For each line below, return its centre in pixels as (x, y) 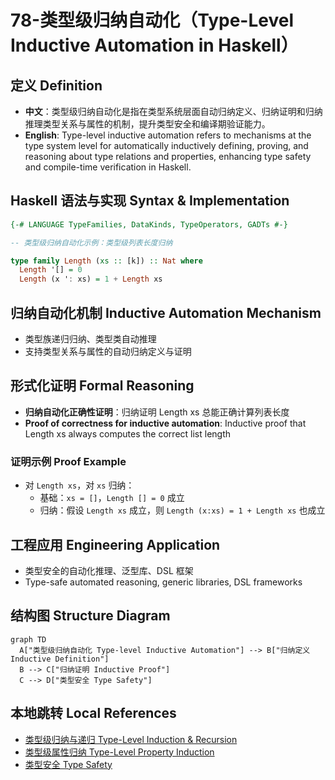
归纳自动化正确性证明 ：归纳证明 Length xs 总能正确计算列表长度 (157, 412)
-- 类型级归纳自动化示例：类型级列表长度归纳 (91, 242)
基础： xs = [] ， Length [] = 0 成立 (112, 498)
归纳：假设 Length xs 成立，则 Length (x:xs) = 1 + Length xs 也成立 (182, 510)
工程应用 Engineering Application (115, 544)
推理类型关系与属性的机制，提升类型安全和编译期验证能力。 (147, 124)
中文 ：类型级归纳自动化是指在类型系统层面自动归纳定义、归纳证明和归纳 (173, 111)
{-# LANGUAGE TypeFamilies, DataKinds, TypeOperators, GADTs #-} (149, 224)
